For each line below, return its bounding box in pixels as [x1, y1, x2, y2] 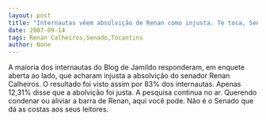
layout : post [8, 11, 51, 20]
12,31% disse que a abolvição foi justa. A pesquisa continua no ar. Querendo [8, 88, 257, 97]
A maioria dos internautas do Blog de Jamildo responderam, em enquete [8, 62, 245, 72]
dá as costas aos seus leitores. [8, 104, 109, 114]
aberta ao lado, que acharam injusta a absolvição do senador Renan [8, 71, 230, 81]
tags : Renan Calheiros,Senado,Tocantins [8, 33, 144, 42]
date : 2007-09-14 [8, 26, 66, 34]
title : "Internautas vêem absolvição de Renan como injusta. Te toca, [8, 19, 246, 27]
